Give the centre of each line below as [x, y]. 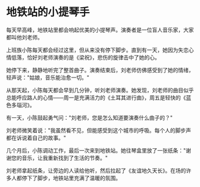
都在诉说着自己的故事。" [36, 138]
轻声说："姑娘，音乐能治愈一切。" [48, 77]
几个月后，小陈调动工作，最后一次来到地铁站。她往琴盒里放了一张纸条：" [96, 150]
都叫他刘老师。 [24, 37]
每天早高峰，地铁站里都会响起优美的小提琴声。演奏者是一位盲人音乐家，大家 [100, 30]
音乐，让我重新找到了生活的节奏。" [65, 158]
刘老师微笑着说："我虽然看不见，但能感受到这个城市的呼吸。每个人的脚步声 [99, 130]
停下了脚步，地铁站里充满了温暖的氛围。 [71, 178]
